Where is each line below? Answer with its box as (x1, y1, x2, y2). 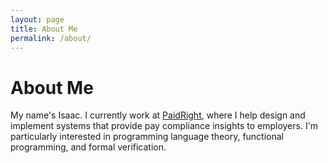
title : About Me (10, 24, 78, 34)
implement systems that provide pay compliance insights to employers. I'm (10, 120, 319, 132)
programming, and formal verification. (10, 141, 167, 153)
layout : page (10, 14, 65, 25)
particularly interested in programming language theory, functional (10, 131, 285, 143)
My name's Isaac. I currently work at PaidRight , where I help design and (10, 109, 306, 121)
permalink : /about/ (10, 33, 92, 43)
